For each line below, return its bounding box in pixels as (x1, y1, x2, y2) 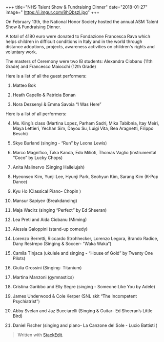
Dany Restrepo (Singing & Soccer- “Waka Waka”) (12, 241, 112, 246)
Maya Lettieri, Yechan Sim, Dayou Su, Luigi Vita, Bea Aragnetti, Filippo (12, 125, 154, 131)
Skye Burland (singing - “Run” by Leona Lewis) (12, 140, 107, 146)
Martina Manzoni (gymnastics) (12, 274, 74, 280)
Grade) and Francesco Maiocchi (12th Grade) (5, 63, 97, 69)
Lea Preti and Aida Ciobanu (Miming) (12, 217, 87, 222)
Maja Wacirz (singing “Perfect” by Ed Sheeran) (12, 207, 107, 213)
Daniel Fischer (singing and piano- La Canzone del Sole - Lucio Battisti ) (12, 322, 158, 328)
